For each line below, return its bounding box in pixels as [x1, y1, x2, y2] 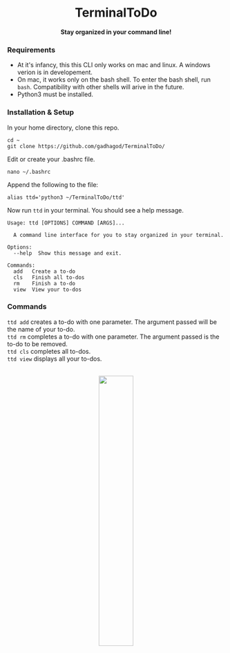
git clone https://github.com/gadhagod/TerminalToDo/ [7, 143, 166, 150]
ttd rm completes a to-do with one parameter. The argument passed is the [7, 332, 220, 341]
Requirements [7, 45, 56, 55]
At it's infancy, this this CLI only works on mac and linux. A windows [17, 61, 211, 69]
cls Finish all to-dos [13, 274, 85, 281]
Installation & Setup [7, 107, 75, 117]
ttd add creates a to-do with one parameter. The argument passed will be [7, 317, 218, 326]
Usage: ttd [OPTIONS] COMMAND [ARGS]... [7, 220, 126, 226]
